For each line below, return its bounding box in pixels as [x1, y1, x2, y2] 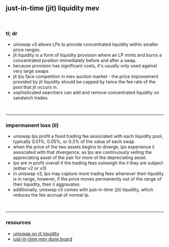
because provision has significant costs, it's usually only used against [13, 63, 157, 69]
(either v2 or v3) [13, 166, 47, 172]
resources [6, 219, 32, 226]
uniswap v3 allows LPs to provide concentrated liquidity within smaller [13, 41, 158, 47]
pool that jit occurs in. [13, 84, 58, 90]
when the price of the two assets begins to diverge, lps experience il [13, 144, 154, 150]
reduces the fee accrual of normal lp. [13, 192, 90, 198]
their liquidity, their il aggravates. [13, 181, 81, 188]
